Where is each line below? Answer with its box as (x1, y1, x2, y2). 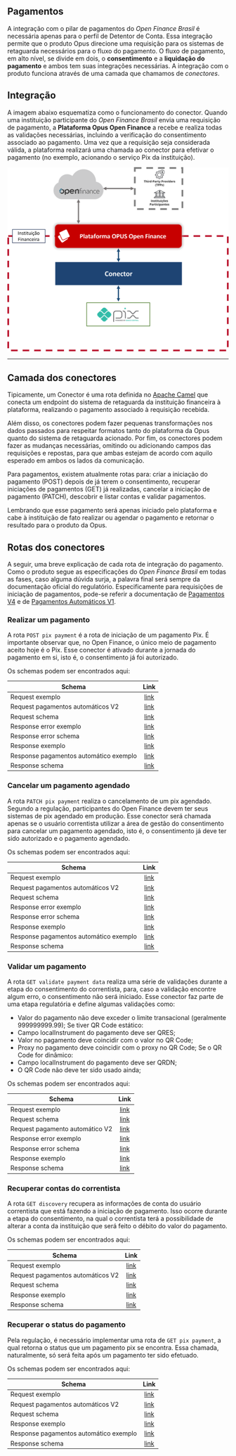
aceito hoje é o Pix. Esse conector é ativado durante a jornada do (7, 646, 196, 655)
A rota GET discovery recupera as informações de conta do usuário (7, 1199, 202, 1208)
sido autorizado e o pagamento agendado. (7, 834, 131, 842)
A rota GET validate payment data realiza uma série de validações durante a (7, 977, 228, 986)
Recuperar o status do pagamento (7, 1320, 126, 1329)
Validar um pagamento (7, 961, 86, 971)
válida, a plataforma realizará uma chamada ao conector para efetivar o (7, 146, 214, 154)
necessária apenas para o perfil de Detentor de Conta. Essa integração (7, 32, 213, 40)
